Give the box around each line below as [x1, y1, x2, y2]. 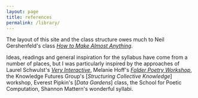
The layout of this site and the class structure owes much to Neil [6, 36, 165, 43]
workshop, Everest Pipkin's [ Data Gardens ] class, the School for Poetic [6, 79, 182, 86]
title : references [6, 14, 52, 20]
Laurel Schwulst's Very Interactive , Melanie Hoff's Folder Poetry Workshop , [6, 67, 193, 74]
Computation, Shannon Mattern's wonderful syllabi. [6, 86, 133, 93]
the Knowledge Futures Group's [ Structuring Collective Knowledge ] [6, 72, 172, 80]
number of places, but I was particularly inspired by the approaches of [6, 60, 180, 67]
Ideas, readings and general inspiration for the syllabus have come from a [6, 54, 188, 61]
